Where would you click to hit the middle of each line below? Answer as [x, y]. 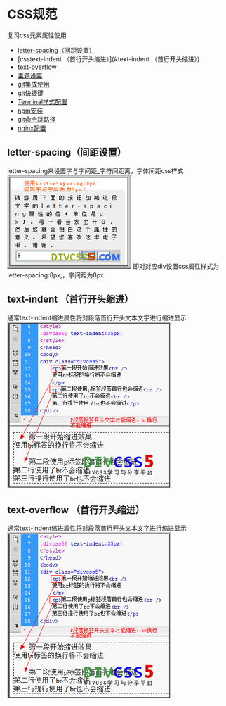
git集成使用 [34, 84]
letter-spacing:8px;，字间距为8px [55, 275]
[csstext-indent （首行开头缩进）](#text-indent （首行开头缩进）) [108, 59]
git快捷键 [31, 93]
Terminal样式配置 [42, 101]
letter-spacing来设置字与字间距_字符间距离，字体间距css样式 [95, 170]
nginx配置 [32, 128]
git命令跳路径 [36, 119]
